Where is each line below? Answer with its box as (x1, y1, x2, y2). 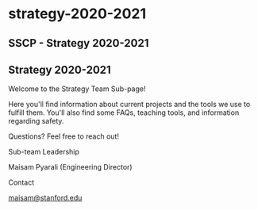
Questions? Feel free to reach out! (8, 132, 119, 141)
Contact (8, 178, 34, 187)
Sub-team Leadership (8, 147, 79, 157)
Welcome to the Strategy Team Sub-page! (8, 84, 146, 94)
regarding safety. (8, 116, 64, 126)
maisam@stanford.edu (8, 193, 83, 203)
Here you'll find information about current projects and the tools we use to (8, 100, 251, 109)
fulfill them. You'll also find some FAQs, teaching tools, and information (8, 108, 240, 117)
